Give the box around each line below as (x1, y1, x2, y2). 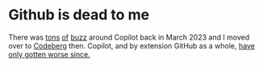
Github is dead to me (8, 6, 150, 24)
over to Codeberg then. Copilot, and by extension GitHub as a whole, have (8, 40, 256, 50)
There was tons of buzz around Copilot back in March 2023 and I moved (8, 32, 250, 42)
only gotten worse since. (8, 49, 90, 59)
